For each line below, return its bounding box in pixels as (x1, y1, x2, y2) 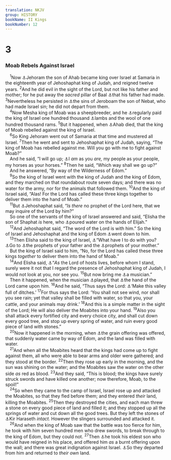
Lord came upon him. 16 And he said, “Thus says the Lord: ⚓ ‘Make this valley (5, 282, 166, 289)
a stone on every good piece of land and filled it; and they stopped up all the (5, 405, 166, 411)
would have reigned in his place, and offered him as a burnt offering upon (5, 439, 160, 445)
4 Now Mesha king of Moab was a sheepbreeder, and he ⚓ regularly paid (10, 108, 162, 116)
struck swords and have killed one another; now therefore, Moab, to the (5, 376, 156, 382)
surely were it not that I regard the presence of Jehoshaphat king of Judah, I (5, 265, 166, 271)
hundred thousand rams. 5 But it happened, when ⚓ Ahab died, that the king (5, 121, 163, 128)
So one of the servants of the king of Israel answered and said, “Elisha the (10, 213, 166, 220)
